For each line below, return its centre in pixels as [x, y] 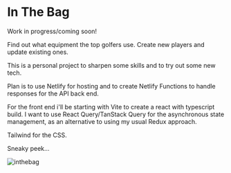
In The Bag [38, 12]
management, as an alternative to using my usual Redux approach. [102, 121]
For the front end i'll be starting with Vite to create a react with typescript [111, 107]
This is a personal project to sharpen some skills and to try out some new [111, 65]
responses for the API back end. [53, 93]
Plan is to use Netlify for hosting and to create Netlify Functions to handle [111, 86]
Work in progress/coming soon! [52, 31]
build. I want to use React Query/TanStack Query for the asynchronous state [116, 114]
